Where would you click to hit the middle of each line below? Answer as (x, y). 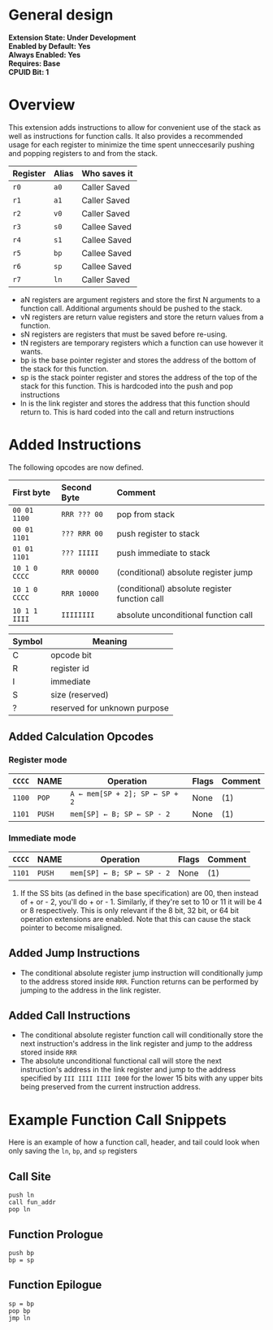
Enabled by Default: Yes (50, 46)
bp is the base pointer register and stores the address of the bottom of (138, 360)
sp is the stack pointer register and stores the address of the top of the (139, 377)
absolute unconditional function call (185, 615)
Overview (42, 105)
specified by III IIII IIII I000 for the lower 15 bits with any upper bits (141, 1078)
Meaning (110, 641)
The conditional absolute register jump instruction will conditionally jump (141, 972)
